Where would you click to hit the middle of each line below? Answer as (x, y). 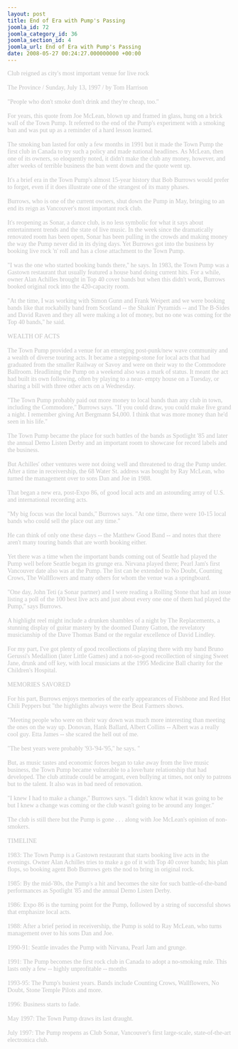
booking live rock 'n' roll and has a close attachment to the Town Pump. (96, 251)
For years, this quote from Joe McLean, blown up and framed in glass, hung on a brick (115, 115)
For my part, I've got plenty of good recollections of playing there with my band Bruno (115, 649)
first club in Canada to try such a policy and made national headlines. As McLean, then (115, 151)
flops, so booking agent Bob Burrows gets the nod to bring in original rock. (101, 869)
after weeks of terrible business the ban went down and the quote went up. (99, 165)
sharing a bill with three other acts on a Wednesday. (71, 386)
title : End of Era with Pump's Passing (66, 21)
